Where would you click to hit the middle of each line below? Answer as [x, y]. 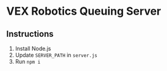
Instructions [30, 34]
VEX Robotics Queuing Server [84, 11]
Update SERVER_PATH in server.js [56, 55]
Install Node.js [33, 48]
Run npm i [28, 62]
